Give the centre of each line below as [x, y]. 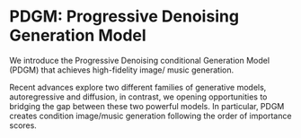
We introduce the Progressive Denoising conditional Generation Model [140, 60]
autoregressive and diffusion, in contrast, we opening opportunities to [138, 97]
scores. [23, 125]
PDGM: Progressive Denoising [124, 17]
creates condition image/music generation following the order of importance [150, 116]
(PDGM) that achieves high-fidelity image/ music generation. [122, 70]
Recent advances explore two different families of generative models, [138, 87]
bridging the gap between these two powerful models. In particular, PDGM [147, 106]
